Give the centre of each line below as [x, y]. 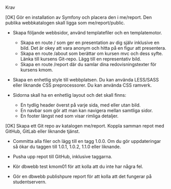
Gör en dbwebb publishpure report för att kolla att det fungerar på [82, 176]
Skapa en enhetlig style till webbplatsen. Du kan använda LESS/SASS [86, 80]
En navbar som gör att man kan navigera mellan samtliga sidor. [87, 110]
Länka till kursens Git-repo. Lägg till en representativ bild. [81, 59]
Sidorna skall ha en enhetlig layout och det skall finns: [69, 95]
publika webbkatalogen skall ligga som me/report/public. [65, 23]
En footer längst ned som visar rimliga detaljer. [69, 116]
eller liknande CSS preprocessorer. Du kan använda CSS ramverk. [82, 85]
